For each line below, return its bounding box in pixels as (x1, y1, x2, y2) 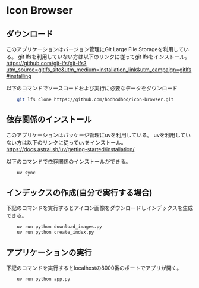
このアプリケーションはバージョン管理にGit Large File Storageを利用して (6, 46, 184, 52)
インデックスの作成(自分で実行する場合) (6, 187, 153, 198)
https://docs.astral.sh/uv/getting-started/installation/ (6, 145, 135, 152)
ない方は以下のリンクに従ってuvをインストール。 (6, 139, 127, 146)
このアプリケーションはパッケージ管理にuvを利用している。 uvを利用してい (6, 132, 191, 139)
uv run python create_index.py (17, 230, 94, 236)
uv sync (17, 170, 36, 176)
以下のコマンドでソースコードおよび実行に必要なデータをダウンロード (6, 84, 178, 92)
